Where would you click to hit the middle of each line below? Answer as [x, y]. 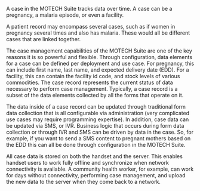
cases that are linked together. [44, 39]
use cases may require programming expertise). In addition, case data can [98, 119]
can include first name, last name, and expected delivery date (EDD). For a [98, 70]
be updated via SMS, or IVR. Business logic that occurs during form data [95, 126]
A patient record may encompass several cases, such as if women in [91, 27]
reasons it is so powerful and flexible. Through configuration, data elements [99, 57]
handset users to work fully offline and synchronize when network [87, 163]
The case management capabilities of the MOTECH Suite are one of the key [99, 51]
